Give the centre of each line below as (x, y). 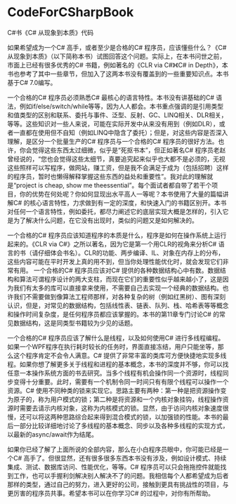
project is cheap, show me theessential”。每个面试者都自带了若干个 (114, 185)
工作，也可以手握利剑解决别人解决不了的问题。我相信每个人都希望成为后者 (121, 475)
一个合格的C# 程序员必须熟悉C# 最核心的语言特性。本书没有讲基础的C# (111, 97)
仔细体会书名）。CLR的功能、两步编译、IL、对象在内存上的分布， (131, 253)
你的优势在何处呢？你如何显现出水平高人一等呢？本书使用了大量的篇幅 (121, 194)
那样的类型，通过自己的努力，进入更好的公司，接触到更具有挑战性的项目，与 (118, 484)
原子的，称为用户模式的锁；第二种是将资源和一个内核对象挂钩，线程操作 (118, 399)
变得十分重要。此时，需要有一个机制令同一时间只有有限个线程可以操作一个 (121, 382)
